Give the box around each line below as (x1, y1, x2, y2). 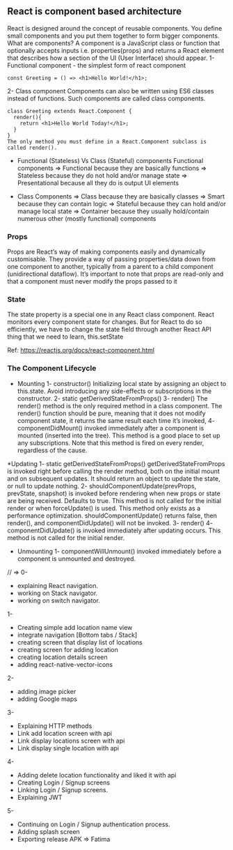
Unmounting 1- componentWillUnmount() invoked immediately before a (17, 547, 222, 555)
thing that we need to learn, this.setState (7, 332, 124, 341)
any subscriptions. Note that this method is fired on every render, (17, 438, 204, 447)
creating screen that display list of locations (17, 637, 143, 647)
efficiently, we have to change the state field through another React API (7, 325, 212, 334)
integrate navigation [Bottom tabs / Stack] (17, 631, 138, 639)
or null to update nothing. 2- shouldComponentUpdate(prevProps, (7, 481, 197, 490)
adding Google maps (17, 695, 78, 703)
